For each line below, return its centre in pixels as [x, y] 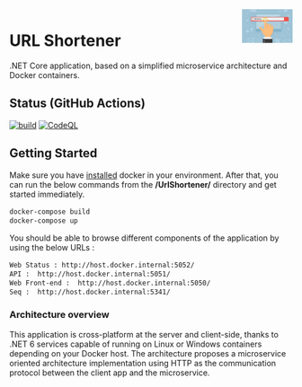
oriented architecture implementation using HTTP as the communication [143, 363]
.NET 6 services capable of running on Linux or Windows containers [136, 344]
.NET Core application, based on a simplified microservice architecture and [148, 66]
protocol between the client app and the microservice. [110, 373]
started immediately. [47, 194]
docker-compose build [50, 211]
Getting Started [53, 153]
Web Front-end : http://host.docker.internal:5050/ [110, 283]
